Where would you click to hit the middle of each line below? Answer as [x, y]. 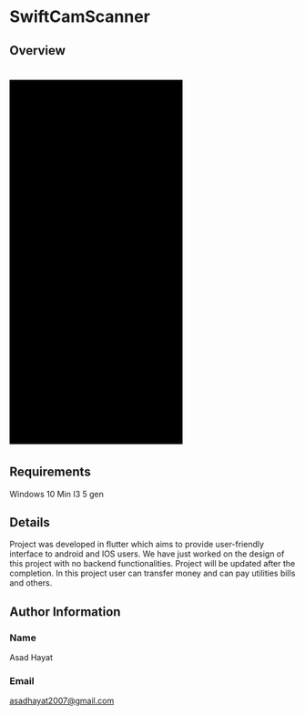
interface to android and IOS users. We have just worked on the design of [147, 554]
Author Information [65, 612]
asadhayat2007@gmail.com [62, 701]
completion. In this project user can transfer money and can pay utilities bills [152, 573]
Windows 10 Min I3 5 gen [57, 494]
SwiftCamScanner [80, 17]
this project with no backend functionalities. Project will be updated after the [152, 564]
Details [30, 522]
